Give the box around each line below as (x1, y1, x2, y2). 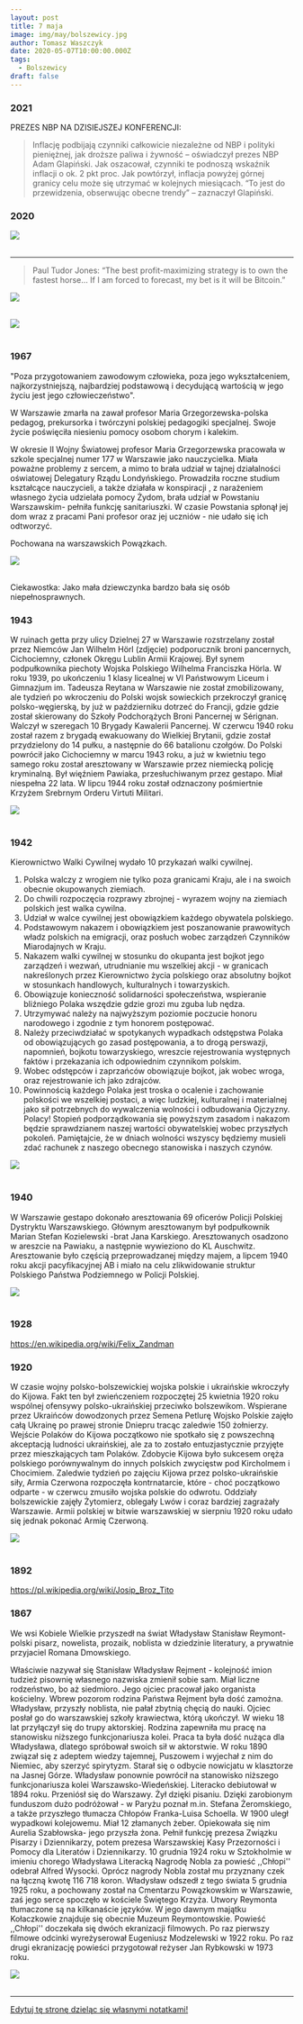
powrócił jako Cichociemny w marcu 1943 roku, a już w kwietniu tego (10, 749, 266, 759)
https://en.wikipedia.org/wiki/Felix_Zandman (10, 1339, 174, 1349)
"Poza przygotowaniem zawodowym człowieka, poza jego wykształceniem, (10, 370, 290, 381)
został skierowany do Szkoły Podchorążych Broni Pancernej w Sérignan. (10, 711, 280, 722)
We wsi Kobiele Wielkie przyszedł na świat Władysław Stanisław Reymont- (10, 1628, 287, 1638)
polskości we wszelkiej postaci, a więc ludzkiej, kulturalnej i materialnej (22, 1094, 287, 1105)
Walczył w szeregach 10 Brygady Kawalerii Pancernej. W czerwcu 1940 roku (10, 720, 294, 731)
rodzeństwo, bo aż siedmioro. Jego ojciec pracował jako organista (10, 1684, 256, 1694)
